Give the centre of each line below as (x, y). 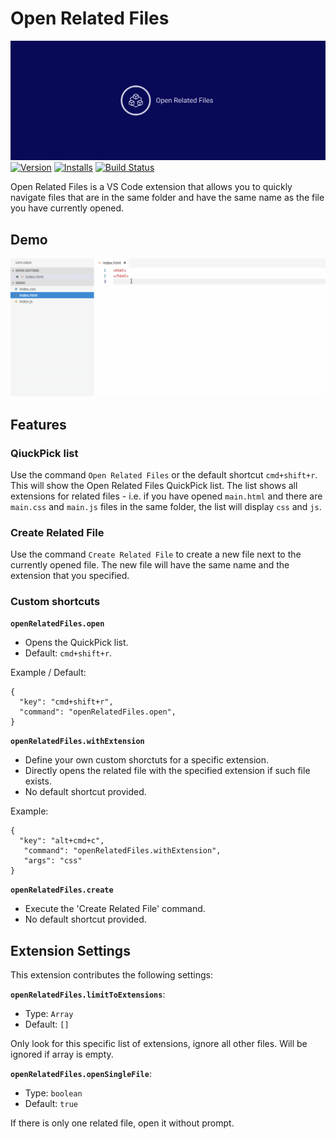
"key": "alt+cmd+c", (62, 841)
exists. (38, 781)
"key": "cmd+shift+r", (66, 702)
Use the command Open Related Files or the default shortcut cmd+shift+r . (164, 474)
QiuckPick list (44, 453)
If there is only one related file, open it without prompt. (122, 1123)
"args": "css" (53, 861)
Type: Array (49, 1014)
